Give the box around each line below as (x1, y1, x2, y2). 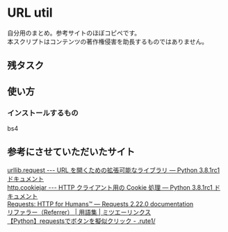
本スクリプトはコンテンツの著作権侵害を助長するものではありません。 (7, 37, 209, 46)
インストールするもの (7, 108, 79, 117)
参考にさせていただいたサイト (7, 146, 136, 158)
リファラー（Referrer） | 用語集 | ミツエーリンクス (7, 208, 152, 216)
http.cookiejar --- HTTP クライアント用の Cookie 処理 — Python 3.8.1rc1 (7, 183, 213, 192)
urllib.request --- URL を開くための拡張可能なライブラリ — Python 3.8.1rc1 (7, 165, 220, 174)
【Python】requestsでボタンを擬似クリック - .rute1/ (7, 217, 156, 225)
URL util (7, 5, 54, 21)
